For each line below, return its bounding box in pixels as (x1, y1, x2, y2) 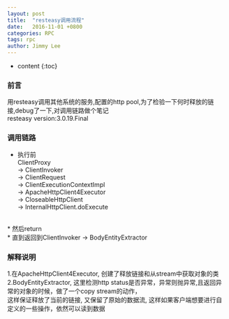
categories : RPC (7, 29, 54, 37)
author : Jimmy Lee (7, 43, 61, 50)
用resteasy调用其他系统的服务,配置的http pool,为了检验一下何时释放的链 (7, 98, 214, 106)
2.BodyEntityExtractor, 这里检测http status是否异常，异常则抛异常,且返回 (7, 278, 216, 286)
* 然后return (7, 224, 42, 232)
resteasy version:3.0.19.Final (7, 114, 89, 123)
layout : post (7, 10, 45, 17)
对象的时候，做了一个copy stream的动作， (19, 287, 141, 295)
